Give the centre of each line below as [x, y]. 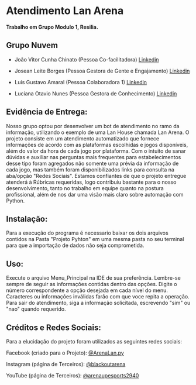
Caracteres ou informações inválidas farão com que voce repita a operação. [98, 297]
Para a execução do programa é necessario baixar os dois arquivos [87, 233]
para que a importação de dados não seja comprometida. [75, 245]
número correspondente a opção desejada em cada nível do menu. [87, 290]
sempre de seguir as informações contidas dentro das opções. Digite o [92, 284]
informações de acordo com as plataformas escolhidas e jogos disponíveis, [97, 145]
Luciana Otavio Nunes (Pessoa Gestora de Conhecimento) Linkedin [96, 93]
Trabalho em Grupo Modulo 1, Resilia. [52, 27]
